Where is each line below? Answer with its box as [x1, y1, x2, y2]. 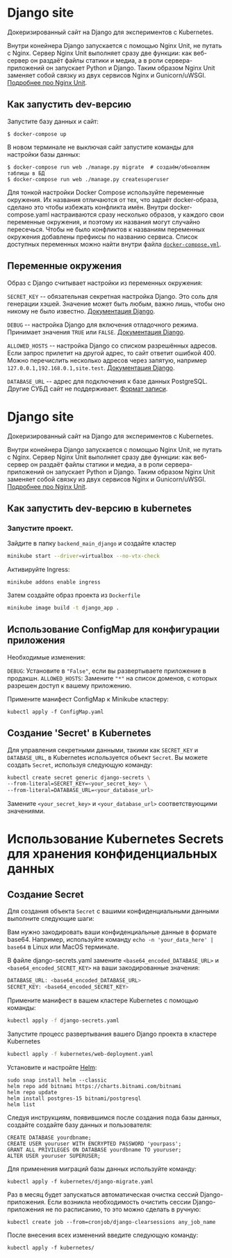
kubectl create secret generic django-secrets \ [7, 774, 151, 781]
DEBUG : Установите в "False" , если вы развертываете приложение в [7, 667, 206, 675]
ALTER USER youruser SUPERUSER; [7, 1152, 101, 1159]
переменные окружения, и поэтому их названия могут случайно [7, 217, 200, 226]
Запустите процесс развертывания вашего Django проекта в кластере [7, 1030, 217, 1038]
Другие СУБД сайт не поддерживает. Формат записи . [7, 385, 168, 393]
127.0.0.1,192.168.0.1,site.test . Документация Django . [7, 364, 175, 372]
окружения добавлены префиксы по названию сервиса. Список [7, 232, 198, 241]
